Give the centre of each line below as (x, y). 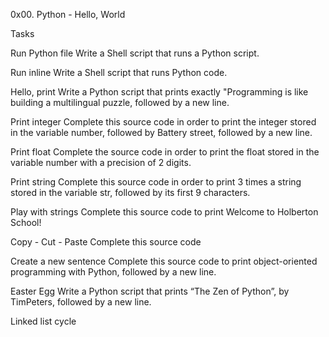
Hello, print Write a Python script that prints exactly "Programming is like (159, 92)
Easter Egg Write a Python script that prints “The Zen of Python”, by (150, 291)
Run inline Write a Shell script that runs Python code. (119, 72)
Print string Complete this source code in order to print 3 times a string (156, 182)
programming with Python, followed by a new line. (113, 272)
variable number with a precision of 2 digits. (101, 162)
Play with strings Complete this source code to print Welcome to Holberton (164, 212)
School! (26, 222)
